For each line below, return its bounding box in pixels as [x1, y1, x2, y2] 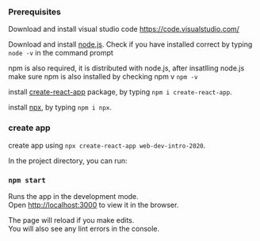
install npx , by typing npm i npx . [8, 102, 113, 113]
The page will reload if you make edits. [8, 215, 135, 224]
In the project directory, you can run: [8, 155, 128, 165]
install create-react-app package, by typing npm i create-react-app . [8, 87, 232, 97]
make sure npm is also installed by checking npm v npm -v [8, 72, 198, 82]
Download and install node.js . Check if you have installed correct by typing [8, 40, 253, 49]
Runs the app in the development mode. [8, 191, 139, 201]
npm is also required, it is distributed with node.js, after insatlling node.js [8, 63, 245, 73]
